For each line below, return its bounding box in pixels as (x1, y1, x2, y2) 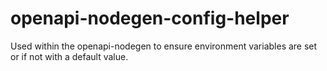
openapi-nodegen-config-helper (10, 7, 290, 30)
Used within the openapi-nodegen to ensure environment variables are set (10, 40, 318, 52)
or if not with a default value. (10, 50, 129, 62)
